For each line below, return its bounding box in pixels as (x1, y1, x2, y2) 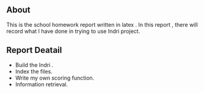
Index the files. (15, 67, 53, 75)
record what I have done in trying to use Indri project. (6, 27, 140, 35)
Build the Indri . (15, 61, 54, 69)
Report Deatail (6, 45, 62, 55)
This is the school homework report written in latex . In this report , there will (6, 21, 199, 28)
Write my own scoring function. (15, 74, 95, 81)
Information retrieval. (15, 80, 68, 88)
